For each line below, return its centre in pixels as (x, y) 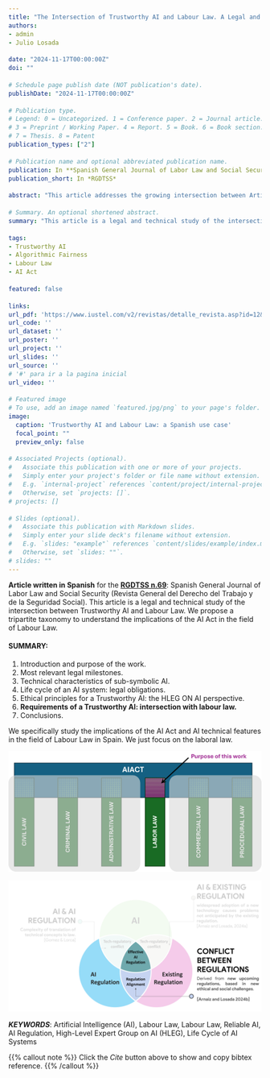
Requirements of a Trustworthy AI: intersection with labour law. (128, 707)
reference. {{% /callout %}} (54, 1066)
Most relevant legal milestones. (72, 672)
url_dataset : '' (35, 332)
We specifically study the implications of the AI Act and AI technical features (135, 731)
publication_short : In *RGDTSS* (62, 178)
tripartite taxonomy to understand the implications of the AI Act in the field (131, 619)
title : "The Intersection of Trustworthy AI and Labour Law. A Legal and (135, 17)
